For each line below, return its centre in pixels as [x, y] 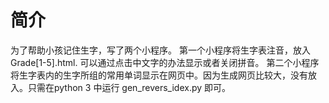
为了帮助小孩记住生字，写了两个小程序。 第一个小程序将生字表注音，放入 [160, 50]
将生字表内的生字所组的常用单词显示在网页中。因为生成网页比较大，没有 [159, 75]
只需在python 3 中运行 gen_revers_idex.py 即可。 [129, 87]
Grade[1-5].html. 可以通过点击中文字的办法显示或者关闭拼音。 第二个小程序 [165, 62]
